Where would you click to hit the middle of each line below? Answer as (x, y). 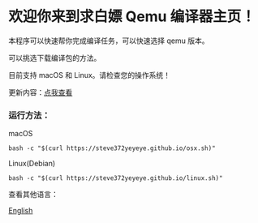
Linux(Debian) (32, 164)
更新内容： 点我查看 (41, 92)
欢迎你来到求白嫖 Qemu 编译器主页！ (132, 17)
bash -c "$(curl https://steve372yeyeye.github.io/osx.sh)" (112, 148)
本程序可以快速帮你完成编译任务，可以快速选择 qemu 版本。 (109, 41)
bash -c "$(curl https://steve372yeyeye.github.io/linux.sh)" (116, 178)
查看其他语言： (33, 195)
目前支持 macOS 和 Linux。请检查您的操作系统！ (90, 75)
